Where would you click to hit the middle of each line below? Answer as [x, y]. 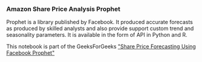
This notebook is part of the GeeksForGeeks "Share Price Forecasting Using [101, 46]
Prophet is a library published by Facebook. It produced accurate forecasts [100, 22]
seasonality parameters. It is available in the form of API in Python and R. [97, 35]
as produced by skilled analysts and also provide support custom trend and [100, 28]
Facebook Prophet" [31, 53]
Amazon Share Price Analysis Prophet [64, 9]
